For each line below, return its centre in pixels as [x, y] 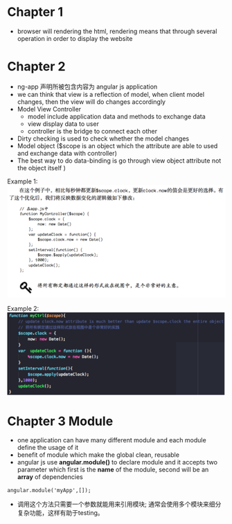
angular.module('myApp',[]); [49, 491]
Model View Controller [49, 109]
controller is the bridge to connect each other [92, 131]
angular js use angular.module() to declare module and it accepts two [117, 462]
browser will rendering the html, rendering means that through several [117, 31]
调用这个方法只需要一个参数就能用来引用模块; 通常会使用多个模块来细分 [119, 504]
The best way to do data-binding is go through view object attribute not [119, 161]
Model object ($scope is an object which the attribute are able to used [117, 145]
